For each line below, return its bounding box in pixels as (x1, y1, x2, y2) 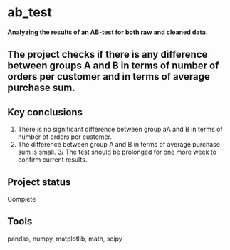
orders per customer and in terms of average (7, 71, 210, 83)
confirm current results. (17, 155, 88, 164)
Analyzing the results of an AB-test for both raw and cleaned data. (7, 28, 208, 36)
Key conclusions (7, 106, 83, 118)
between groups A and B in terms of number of (7, 60, 219, 72)
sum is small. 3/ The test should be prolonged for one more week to (17, 147, 217, 157)
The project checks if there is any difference (7, 48, 208, 61)
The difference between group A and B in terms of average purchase (17, 140, 221, 149)
